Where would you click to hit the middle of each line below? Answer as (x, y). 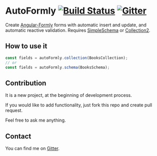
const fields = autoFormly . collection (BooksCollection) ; (67, 58)
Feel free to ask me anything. (35, 120)
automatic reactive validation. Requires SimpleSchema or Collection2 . (78, 30)
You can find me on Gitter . (32, 148)
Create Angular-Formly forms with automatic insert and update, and (76, 25)
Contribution (26, 83)
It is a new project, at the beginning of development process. (69, 95)
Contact (18, 136)
